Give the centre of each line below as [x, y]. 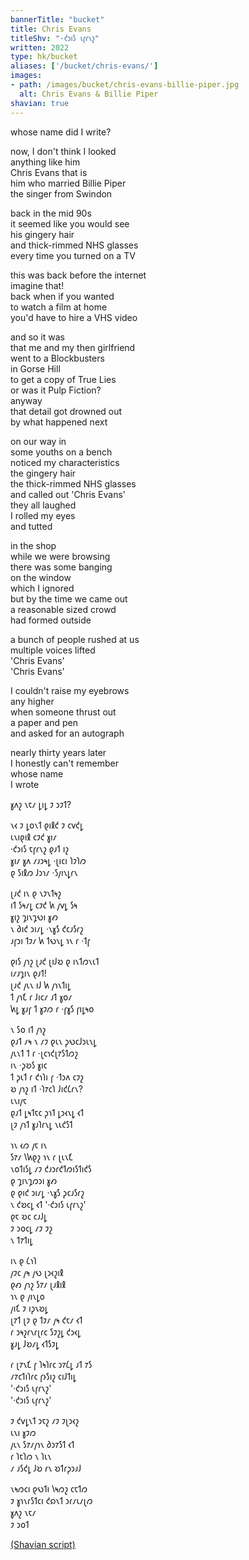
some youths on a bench [61, 452]
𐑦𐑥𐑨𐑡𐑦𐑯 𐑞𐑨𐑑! [28, 973]
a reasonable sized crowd [63, 609]
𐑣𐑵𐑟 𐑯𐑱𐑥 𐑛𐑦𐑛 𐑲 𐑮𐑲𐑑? [41, 804]
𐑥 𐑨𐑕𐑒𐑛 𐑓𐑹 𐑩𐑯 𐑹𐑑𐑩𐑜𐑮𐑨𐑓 [46, 1468]
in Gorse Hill [35, 368]
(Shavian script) [43, 1544]
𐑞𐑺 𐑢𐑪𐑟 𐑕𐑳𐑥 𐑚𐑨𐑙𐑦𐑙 [38, 1284]
